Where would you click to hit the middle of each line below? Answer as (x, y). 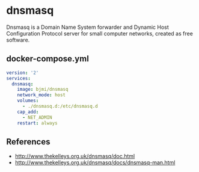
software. (18, 40)
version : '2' (23, 73)
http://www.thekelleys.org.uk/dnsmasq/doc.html (75, 156)
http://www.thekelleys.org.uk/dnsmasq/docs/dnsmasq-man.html (95, 162)
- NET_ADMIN (37, 117)
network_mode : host (41, 95)
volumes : (28, 101)
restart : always (38, 123)
